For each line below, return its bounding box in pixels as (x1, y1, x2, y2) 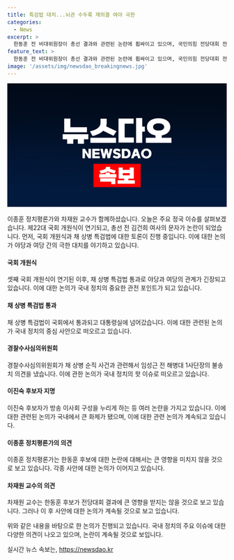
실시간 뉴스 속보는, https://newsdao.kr (7, 545, 114, 554)
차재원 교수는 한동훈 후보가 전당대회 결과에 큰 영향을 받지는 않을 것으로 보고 (7, 498, 212, 506)
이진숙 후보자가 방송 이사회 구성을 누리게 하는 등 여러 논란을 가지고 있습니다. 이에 (7, 404, 226, 412)
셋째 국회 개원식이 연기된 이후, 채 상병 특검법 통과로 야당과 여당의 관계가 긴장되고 (7, 275, 226, 283)
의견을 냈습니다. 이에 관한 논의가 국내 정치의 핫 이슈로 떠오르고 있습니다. (14, 369, 210, 378)
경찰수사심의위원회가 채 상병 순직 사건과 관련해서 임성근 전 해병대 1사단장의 (7, 360, 211, 369)
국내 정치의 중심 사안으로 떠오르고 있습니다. (14, 327, 132, 335)
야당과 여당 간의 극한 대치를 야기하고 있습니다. (14, 241, 139, 249)
